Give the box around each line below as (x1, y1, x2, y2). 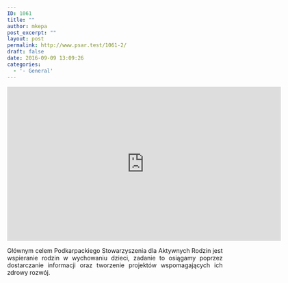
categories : (7, 61, 41, 68)
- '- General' (13, 67, 53, 74)
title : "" (7, 16, 36, 23)
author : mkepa (7, 23, 48, 29)
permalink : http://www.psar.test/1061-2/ (7, 42, 127, 49)
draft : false (7, 49, 44, 56)
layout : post (7, 36, 44, 42)
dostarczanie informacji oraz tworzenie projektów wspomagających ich (7, 261, 223, 269)
